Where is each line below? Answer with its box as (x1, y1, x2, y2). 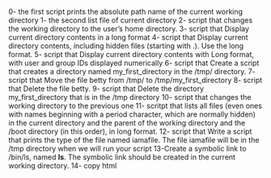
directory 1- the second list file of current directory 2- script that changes (8, 15, 253, 25)
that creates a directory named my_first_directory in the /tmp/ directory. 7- (8, 67, 256, 76)
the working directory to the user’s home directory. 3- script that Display (8, 24, 249, 33)
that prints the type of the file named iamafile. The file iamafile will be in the (8, 135, 260, 144)
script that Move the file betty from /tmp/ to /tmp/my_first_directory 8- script (8, 76, 263, 85)
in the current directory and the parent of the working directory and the (8, 118, 246, 127)
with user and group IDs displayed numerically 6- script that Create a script (8, 58, 260, 68)
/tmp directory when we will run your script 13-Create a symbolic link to (8, 144, 247, 153)
